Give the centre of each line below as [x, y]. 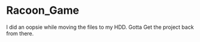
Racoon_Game [43, 10]
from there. [20, 33]
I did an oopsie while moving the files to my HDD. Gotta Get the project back [100, 27]
